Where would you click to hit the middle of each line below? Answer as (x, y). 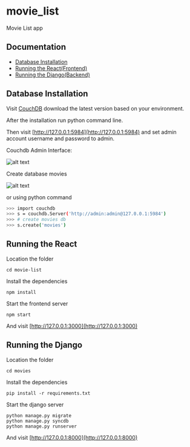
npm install (21, 292)
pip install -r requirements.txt (48, 393)
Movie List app (25, 28)
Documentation (36, 47)
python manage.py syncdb (38, 421)
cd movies (19, 371)
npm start (19, 315)
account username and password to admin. (61, 138)
